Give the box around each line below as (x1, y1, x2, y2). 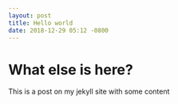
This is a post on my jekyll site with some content (8, 87, 170, 96)
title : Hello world (8, 19, 73, 27)
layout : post (8, 11, 52, 20)
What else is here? (8, 60, 133, 79)
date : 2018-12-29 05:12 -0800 (8, 26, 109, 34)
